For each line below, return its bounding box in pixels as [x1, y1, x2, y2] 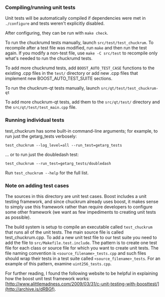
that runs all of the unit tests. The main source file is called [5, 229, 124, 235]
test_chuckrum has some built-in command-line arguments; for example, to [5, 128, 158, 134]
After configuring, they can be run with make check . [5, 30, 108, 36]
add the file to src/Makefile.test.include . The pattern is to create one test [5, 240, 158, 246]
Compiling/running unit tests [5, 4, 76, 11]
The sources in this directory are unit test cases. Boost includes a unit [5, 193, 147, 199]
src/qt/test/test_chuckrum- [100, 86, 159, 91]
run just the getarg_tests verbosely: [5, 133, 77, 139]
